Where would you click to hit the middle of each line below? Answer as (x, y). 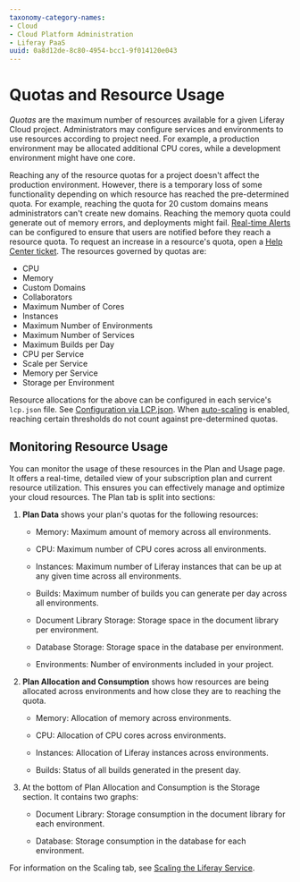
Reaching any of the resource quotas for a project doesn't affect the (134, 175)
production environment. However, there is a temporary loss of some (136, 185)
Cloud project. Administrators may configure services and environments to (146, 130)
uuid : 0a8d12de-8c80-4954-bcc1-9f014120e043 (93, 51)
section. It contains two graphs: (80, 796)
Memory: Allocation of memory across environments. (133, 717)
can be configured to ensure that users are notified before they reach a (140, 233)
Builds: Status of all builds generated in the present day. (138, 769)
